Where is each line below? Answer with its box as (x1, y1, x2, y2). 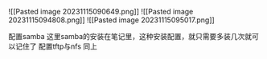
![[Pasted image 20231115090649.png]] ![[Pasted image (8, 7, 194, 16)
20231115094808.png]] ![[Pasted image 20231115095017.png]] (8, 15, 215, 25)
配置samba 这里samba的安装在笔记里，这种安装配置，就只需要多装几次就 (8, 32, 253, 41)
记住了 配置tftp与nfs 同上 (14, 41, 98, 51)
